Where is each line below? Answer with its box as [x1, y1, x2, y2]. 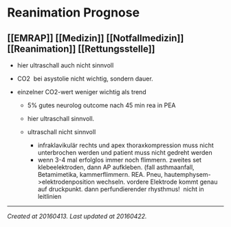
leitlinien [37, 193, 62, 200]
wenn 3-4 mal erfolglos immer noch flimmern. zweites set [37, 156, 201, 164]
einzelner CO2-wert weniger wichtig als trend [16, 88, 146, 96]
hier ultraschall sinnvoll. [27, 115, 95, 122]
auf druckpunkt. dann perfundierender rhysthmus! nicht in [37, 185, 204, 193]
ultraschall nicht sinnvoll [27, 128, 96, 136]
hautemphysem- [164, 171, 211, 178]
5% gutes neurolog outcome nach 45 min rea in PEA [27, 101, 176, 109]
